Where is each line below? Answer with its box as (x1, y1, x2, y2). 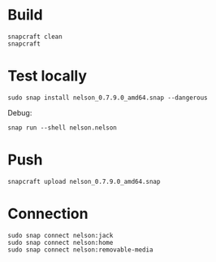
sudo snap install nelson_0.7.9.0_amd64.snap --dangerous (7, 94, 208, 102)
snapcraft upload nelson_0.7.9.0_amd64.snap (7, 177, 161, 186)
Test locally (7, 67, 87, 85)
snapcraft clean (7, 33, 63, 41)
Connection (7, 205, 89, 223)
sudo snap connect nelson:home (7, 238, 114, 247)
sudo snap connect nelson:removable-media (7, 246, 153, 254)
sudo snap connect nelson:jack (7, 231, 114, 239)
